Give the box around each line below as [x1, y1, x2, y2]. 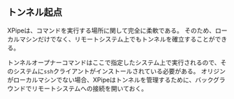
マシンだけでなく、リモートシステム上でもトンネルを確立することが [19, 35, 215, 43]
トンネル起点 [7, 6, 63, 19]
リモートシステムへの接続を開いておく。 [31, 84, 148, 92]
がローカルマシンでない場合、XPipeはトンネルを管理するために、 [7, 75, 196, 84]
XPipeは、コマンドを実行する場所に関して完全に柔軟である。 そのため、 [7, 26, 215, 35]
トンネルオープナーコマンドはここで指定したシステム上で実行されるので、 [7, 58, 221, 66]
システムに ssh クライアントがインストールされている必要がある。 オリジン [13, 66, 226, 75]
